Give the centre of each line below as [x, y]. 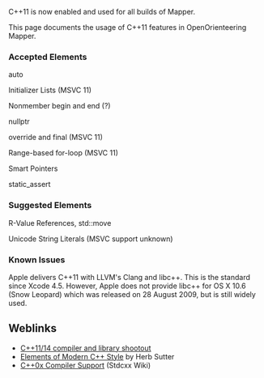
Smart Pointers [33, 168]
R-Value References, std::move [60, 223]
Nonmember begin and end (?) [60, 106]
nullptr [19, 121]
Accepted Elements [48, 57]
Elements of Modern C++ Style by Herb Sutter [97, 356]
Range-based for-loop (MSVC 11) [64, 153]
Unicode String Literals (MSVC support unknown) [91, 239]
